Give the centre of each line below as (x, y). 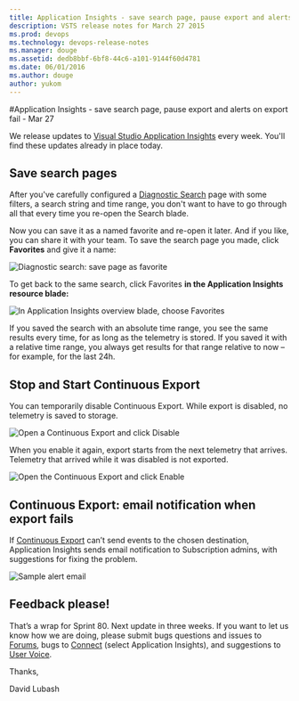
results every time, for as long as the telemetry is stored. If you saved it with (148, 338)
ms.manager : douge (43, 51)
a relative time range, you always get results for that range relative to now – (147, 347)
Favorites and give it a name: (63, 249)
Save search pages (63, 173)
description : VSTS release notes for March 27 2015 (107, 26)
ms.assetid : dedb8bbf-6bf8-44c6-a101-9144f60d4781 (105, 59)
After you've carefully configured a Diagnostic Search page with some (138, 195)
